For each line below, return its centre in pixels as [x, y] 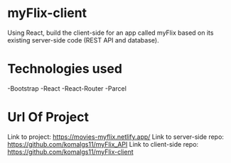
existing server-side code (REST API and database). [83, 40]
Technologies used [65, 69]
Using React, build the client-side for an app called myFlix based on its [111, 33]
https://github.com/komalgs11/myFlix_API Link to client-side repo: [103, 144]
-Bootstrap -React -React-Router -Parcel [67, 88]
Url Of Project [48, 117]
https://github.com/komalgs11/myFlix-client [70, 152]
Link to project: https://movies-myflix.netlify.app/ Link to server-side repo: [116, 137]
